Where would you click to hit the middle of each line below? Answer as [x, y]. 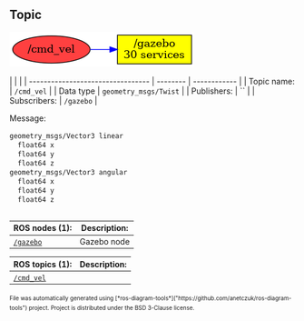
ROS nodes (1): [43, 228]
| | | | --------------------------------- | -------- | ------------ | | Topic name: [152, 81]
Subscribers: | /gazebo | [54, 100]
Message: [28, 118]
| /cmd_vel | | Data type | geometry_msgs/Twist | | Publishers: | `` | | [132, 91]
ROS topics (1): [43, 264]
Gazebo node [104, 241]
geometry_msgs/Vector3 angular [69, 172]
